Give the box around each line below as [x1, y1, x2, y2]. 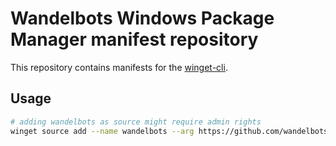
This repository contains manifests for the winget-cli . [10, 61, 228, 73]
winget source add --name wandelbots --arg [10, 126, 195, 136]
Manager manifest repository [10, 28, 259, 51]
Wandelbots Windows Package [10, 7, 275, 30]
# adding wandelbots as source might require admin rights [10, 117, 262, 127]
